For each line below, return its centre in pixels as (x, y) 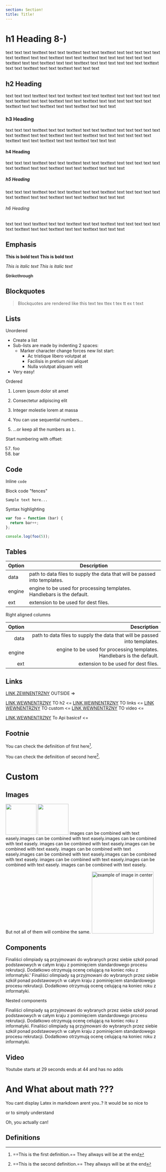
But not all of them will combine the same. (48, 932)
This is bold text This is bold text (39, 256)
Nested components (26, 1001)
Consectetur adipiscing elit (40, 401)
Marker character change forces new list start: (67, 351)
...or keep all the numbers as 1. (44, 429)
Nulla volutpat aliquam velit (55, 366)
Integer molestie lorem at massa (45, 410)
